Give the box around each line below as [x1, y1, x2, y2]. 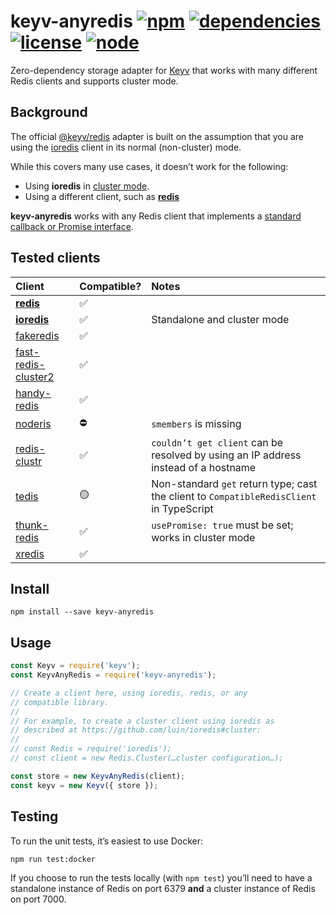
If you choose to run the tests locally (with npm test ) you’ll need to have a [10, 871, 313, 884]
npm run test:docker [10, 854, 97, 864]
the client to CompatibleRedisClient [151, 489, 317, 503]
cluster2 [15, 370, 55, 384]
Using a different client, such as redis [24, 190, 180, 202]
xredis [15, 546, 45, 560]
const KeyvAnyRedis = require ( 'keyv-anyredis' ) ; [10, 670, 217, 680]
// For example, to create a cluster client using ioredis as [10, 716, 275, 726]
